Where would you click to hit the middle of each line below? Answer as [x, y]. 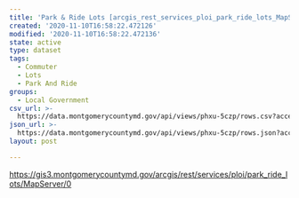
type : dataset [36, 51]
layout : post [33, 141]
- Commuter [37, 67]
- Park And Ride [47, 83]
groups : [24, 91]
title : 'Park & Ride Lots [57, 17]
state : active [36, 42]
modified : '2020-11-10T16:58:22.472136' [85, 34]
